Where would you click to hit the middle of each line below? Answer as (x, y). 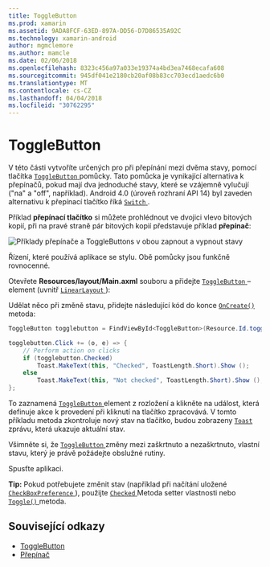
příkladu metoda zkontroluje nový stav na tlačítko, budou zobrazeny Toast (131, 421)
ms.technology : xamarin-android (62, 38)
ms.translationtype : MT (48, 83)
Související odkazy (57, 526)
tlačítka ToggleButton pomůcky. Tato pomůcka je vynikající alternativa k (126, 176)
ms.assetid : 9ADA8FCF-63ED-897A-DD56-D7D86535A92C (95, 31)
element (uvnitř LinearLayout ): (59, 290)
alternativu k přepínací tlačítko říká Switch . (79, 202)
